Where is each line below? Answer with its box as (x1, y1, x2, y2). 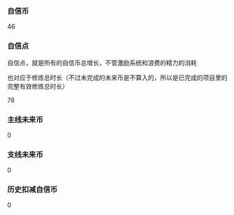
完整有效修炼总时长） (7, 82, 68, 90)
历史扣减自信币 (7, 185, 58, 195)
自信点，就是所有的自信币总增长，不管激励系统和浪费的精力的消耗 (7, 58, 197, 67)
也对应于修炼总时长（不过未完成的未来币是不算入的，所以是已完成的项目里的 (7, 73, 228, 82)
